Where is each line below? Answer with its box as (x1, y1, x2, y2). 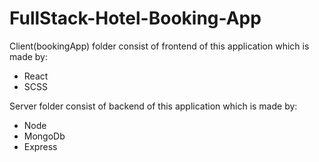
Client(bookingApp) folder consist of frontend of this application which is (9, 40, 310, 52)
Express (23, 140, 58, 152)
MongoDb (23, 130, 66, 142)
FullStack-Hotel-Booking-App (9, 7, 262, 30)
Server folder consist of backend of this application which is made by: (9, 100, 298, 112)
